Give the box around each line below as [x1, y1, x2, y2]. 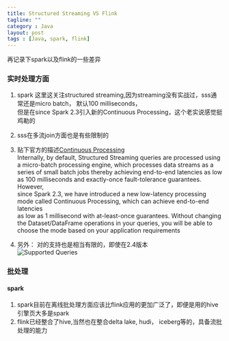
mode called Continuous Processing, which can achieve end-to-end [16, 197, 209, 206]
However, [16, 183, 44, 191]
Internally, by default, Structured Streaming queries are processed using [16, 154, 221, 162]
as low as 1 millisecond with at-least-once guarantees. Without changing [16, 212, 221, 220]
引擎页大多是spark [16, 309, 70, 317]
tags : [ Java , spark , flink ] [7, 36, 90, 43]
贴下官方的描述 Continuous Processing [16, 145, 125, 154]
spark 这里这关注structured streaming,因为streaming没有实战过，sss [16, 91, 211, 99]
